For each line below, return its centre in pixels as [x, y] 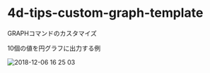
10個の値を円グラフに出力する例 [54, 48]
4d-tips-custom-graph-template [105, 13]
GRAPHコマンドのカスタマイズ [52, 33]
